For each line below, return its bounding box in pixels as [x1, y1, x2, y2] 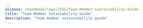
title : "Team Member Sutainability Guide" [5, 11, 93, 16]
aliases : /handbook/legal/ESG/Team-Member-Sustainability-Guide [5, 7, 139, 12]
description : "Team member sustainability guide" [5, 16, 108, 20]
